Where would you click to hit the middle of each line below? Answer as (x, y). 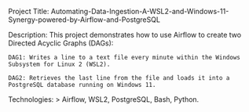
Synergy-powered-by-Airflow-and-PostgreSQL (84, 20)
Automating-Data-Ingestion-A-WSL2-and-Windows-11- (140, 11)
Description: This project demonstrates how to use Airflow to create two (125, 35)
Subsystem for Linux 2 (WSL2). (59, 64)
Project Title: (29, 11)
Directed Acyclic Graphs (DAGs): (61, 43)
